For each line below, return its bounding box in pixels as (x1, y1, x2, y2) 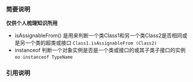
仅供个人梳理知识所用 (6, 19, 57, 27)
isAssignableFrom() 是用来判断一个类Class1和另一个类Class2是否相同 (14, 32, 182, 39)
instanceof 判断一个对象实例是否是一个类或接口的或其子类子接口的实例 (14, 47, 186, 54)
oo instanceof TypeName (14, 54, 73, 60)
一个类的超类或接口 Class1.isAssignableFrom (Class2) (25, 39, 157, 46)
